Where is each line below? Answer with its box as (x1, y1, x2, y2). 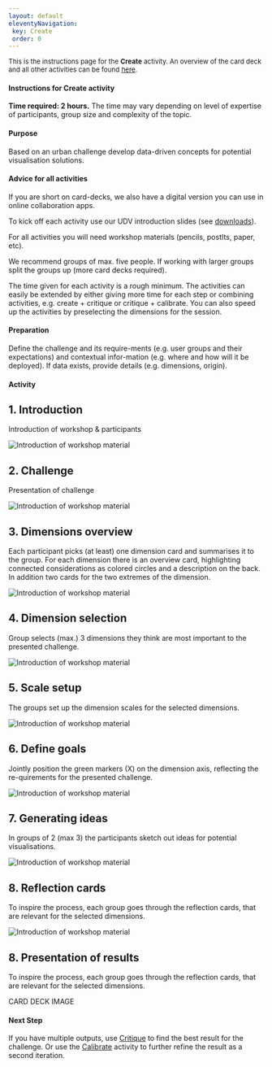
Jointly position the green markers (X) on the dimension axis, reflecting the (8, 764, 259, 773)
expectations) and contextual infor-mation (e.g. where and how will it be (8, 352, 249, 362)
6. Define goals (8, 742, 87, 756)
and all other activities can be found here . (8, 65, 138, 74)
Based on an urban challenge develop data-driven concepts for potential (8, 146, 252, 156)
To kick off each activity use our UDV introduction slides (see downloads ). (8, 216, 257, 226)
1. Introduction (8, 403, 83, 417)
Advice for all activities (8, 174, 88, 184)
